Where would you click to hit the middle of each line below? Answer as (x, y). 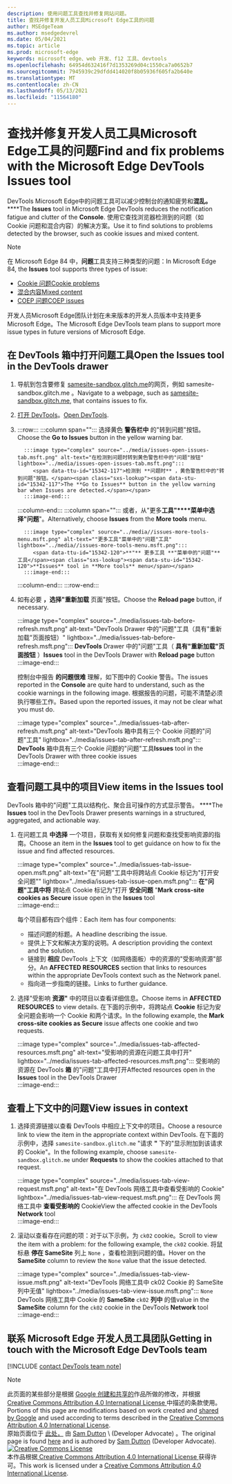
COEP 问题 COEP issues (51, 300)
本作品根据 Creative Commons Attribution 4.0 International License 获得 (109, 1457)
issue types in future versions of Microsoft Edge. (76, 332)
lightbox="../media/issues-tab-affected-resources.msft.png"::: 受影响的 (118, 1061)
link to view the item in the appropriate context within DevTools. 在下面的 (120, 1135)
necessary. (33, 607)
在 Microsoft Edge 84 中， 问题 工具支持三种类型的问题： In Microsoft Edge (112, 261)
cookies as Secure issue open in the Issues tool (86, 897)
